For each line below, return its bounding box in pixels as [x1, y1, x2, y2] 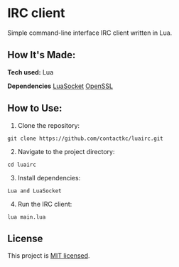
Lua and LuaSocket [7, 187, 62, 195]
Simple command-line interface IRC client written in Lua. [7, 28, 173, 37]
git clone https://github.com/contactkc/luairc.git [7, 135, 163, 142]
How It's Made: [7, 49, 76, 61]
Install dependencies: [17, 173, 81, 182]
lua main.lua [7, 213, 46, 221]
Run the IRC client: [17, 200, 72, 208]
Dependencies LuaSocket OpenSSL [7, 82, 114, 90]
